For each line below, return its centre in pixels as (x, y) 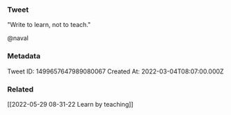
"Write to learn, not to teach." (49, 25)
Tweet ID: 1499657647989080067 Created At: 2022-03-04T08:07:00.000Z (115, 71)
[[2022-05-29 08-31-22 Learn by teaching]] (70, 104)
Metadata (24, 56)
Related (21, 89)
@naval (18, 38)
